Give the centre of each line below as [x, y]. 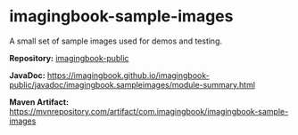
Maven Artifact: [39, 102]
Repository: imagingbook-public [69, 58]
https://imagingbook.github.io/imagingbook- [128, 75]
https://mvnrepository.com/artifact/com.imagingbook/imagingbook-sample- [149, 111]
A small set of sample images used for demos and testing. [116, 41]
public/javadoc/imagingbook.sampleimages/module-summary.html [132, 84]
